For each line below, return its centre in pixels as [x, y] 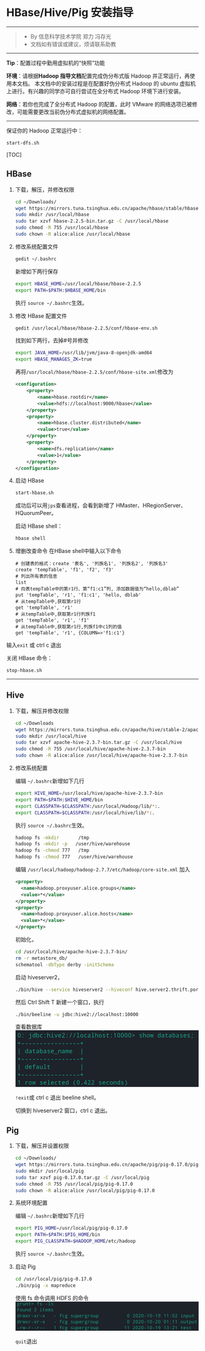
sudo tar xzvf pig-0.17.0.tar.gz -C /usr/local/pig [82, 1177]
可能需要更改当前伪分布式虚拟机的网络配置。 [73, 111]
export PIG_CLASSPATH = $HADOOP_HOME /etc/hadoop [75, 1241]
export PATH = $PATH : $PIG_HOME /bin [58, 1235]
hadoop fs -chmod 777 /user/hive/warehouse [74, 857]
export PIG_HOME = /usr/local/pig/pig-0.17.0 [71, 1229]
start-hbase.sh [34, 493]
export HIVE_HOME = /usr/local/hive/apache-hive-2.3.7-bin [89, 794]
